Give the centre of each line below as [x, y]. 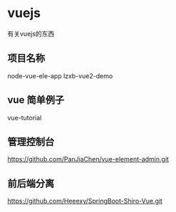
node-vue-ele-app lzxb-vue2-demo [60, 75]
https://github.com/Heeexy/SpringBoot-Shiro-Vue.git [85, 201]
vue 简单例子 [36, 100]
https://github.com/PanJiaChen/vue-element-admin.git [88, 159]
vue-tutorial [25, 117]
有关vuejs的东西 [31, 33]
